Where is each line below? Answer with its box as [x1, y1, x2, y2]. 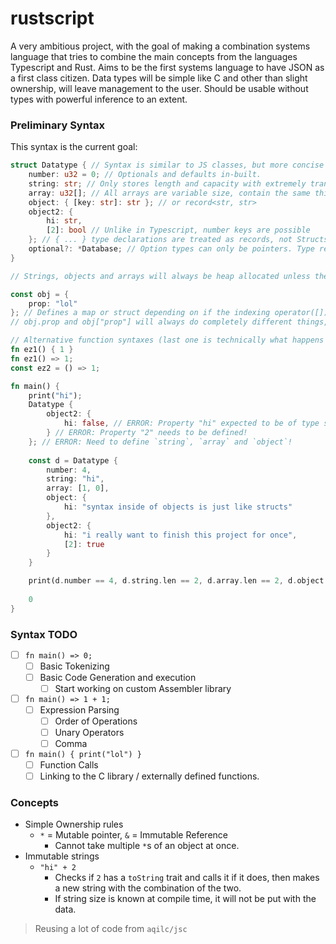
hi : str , [46, 216, 83, 226]
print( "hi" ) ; [28, 390, 83, 401]
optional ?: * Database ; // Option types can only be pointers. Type [28, 244, 315, 254]
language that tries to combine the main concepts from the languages [10, 50, 298, 62]
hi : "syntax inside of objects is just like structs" [63, 502, 293, 512]
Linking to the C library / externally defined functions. [39, 770, 260, 782]
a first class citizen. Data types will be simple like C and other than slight [10, 72, 308, 84]
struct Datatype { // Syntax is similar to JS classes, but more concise [10, 160, 325, 171]
